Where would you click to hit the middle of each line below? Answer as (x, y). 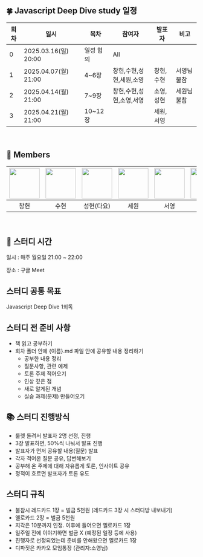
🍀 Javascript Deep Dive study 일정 (72, 11)
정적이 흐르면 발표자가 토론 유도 (52, 473)
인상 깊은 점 (38, 381)
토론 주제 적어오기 (45, 374)
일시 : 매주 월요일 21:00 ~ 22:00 (44, 257)
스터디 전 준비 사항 (38, 327)
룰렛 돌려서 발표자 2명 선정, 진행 (53, 435)
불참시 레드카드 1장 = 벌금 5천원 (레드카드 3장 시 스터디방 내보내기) (94, 510)
